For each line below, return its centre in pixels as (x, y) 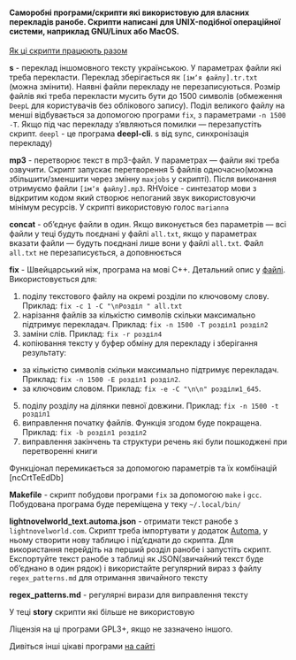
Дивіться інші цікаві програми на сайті (82, 647)
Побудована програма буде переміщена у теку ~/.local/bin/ (125, 504)
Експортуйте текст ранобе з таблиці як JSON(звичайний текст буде (137, 559)
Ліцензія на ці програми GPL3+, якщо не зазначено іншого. (121, 629)
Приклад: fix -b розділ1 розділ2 (84, 433)
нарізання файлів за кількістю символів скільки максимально (139, 315)
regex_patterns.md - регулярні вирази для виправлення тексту (129, 595)
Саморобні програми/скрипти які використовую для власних (129, 12)
